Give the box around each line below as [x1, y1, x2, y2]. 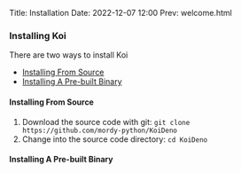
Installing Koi [9, 29, 66, 42]
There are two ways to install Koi [9, 50, 128, 60]
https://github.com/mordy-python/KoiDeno [21, 126, 177, 135]
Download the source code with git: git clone [21, 116, 190, 127]
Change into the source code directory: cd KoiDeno [21, 133, 208, 145]
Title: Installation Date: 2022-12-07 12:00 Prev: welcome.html [9, 8, 232, 18]
